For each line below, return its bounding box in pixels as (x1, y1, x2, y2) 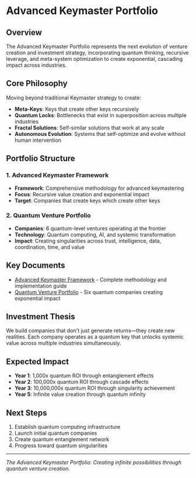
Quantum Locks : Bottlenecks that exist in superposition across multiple (14, 111, 187, 118)
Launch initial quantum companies (14, 429, 97, 437)
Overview (6, 28, 43, 37)
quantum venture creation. (6, 465, 71, 472)
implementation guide (14, 282, 67, 289)
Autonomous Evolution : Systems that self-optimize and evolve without (14, 130, 185, 137)
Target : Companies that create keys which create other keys (14, 197, 160, 204)
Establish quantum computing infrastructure (14, 424, 121, 431)
